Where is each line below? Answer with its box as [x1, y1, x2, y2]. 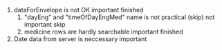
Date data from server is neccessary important [13, 35, 147, 43]
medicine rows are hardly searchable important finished [24, 27, 183, 36]
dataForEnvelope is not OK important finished [13, 6, 144, 14]
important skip [24, 21, 66, 28]
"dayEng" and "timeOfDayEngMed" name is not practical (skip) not [24, 13, 215, 21]
